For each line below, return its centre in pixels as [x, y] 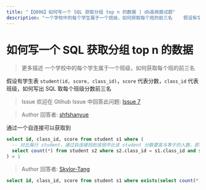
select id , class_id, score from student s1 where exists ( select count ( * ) [104, 180]
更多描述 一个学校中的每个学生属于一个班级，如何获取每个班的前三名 [108, 68]
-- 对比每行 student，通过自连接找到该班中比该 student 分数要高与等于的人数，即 [105, 145]
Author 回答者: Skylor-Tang [55, 169]
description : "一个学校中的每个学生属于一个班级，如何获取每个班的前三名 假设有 [102, 18]
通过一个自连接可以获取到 [39, 128]
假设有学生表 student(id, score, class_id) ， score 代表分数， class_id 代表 [103, 81]
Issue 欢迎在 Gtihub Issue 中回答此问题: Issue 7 [81, 102]
